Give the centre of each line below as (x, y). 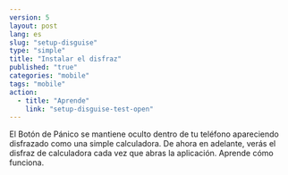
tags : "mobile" (38, 84)
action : (24, 92)
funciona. (27, 162)
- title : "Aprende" (54, 100)
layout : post (34, 26)
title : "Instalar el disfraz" (66, 59)
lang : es (25, 34)
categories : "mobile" (50, 76)
